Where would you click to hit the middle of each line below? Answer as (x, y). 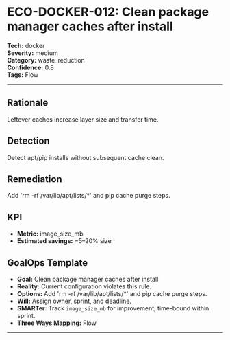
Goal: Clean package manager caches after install (88, 279)
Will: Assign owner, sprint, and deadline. (74, 301)
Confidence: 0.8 (31, 67)
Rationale (28, 103)
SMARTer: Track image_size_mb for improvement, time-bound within (113, 308)
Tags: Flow (23, 75)
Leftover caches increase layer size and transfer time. (83, 119)
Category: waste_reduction (46, 60)
